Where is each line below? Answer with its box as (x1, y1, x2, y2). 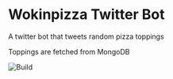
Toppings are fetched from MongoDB (8, 47, 130, 56)
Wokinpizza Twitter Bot (8, 6, 165, 24)
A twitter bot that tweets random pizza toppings (8, 32, 164, 41)
